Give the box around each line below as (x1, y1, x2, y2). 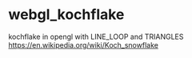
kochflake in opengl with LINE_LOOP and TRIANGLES (8, 32, 184, 41)
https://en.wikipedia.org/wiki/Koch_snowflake (8, 40, 158, 49)
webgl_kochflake (8, 6, 125, 24)
